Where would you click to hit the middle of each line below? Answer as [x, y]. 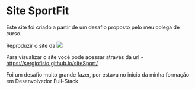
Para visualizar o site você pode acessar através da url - [75, 57]
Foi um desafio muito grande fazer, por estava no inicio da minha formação [98, 74]
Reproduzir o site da [31, 45]
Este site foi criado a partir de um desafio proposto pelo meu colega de [93, 27]
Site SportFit [38, 11]
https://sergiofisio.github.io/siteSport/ [52, 63]
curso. [14, 33]
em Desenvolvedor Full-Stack [42, 81]
